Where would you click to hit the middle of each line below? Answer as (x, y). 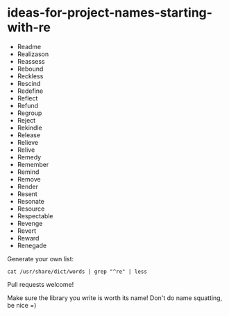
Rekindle (30, 128)
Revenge (30, 223)
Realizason (33, 54)
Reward (28, 238)
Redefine (30, 91)
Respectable (35, 216)
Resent (27, 194)
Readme (29, 46)
